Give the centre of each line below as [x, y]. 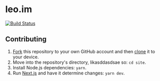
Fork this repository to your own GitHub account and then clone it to [84, 51]
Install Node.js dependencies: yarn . [50, 67]
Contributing [26, 39]
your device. [26, 57]
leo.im [19, 9]
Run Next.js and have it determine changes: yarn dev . [69, 73]
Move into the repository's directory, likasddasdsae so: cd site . [79, 62]
